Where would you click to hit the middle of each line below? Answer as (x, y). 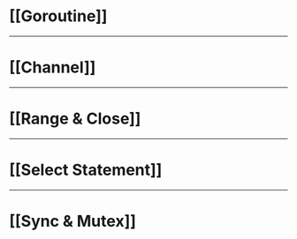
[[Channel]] (53, 67)
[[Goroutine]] (58, 16)
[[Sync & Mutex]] (73, 221)
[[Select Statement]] (86, 170)
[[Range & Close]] (75, 119)
